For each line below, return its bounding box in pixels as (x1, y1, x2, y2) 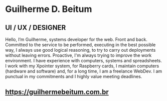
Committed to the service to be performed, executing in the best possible (5, 42, 156, 48)
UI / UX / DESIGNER (5, 23, 66, 32)
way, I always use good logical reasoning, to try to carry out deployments (5, 47, 156, 53)
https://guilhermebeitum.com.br (5, 88, 109, 97)
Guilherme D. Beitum (5, 3, 92, 15)
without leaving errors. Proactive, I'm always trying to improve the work (5, 52, 152, 58)
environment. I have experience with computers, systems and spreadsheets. (5, 58, 162, 63)
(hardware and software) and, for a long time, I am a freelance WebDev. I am (5, 68, 163, 74)
